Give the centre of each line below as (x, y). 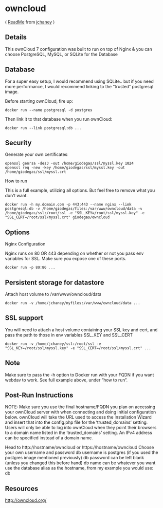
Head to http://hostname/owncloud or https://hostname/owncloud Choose (80, 447)
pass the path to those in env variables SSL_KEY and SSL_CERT (69, 335)
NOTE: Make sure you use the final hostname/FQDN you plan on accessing (80, 407)
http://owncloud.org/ (26, 500)
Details (16, 37)
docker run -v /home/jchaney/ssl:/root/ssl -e (53, 344)
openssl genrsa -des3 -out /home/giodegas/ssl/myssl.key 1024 (69, 164)
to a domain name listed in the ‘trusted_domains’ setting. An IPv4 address (79, 433)
